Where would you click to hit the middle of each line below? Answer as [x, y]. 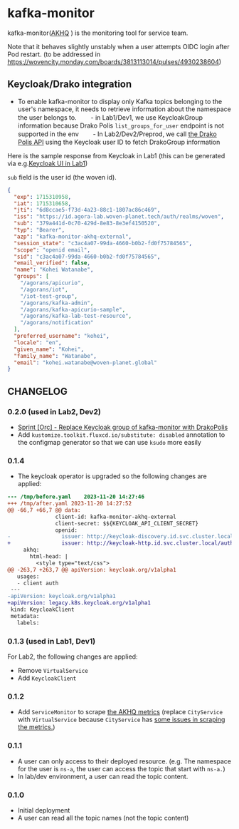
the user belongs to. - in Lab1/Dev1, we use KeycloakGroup [110, 117]
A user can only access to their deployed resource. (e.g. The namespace [124, 761]
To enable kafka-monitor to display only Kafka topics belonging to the [120, 101]
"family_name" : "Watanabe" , [55, 356]
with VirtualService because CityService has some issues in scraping [121, 720]
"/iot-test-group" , [49, 296]
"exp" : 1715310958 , [43, 197]
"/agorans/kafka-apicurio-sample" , [73, 309]
